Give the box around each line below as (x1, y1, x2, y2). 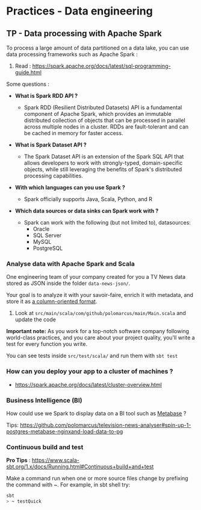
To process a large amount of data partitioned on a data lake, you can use (6, 44, 190, 51)
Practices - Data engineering (6, 4, 153, 18)
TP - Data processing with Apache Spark (6, 28, 162, 39)
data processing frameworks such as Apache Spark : (6, 51, 138, 58)
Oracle (32, 225, 50, 232)
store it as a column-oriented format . (6, 298, 97, 305)
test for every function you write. (6, 340, 88, 348)
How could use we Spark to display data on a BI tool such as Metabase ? (6, 409, 187, 417)
